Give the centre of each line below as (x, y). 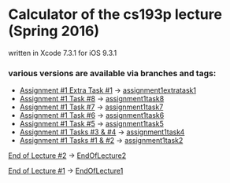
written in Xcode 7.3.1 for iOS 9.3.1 (63, 53)
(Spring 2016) (54, 31)
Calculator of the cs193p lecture (115, 15)
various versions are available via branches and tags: (112, 73)
